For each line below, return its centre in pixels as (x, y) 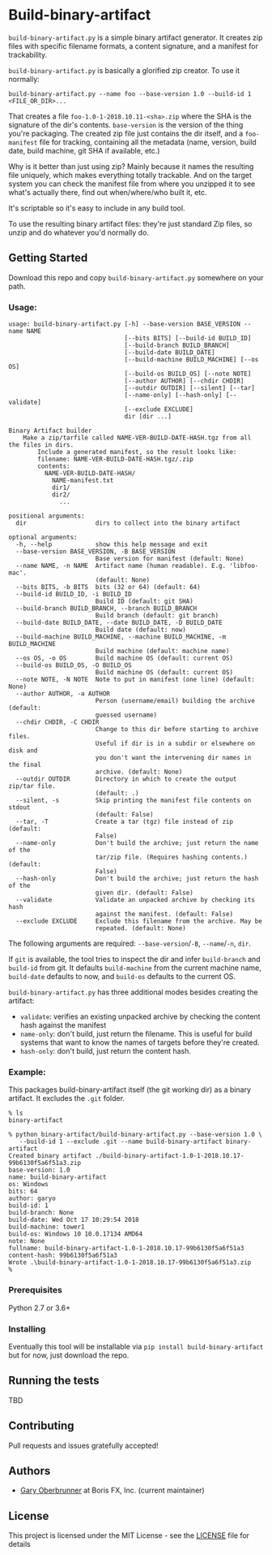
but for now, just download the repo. (69, 1355)
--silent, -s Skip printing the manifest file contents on (134, 801)
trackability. (28, 54)
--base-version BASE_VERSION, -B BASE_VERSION (96, 552)
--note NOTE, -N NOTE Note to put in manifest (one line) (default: (135, 680)
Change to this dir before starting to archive (177, 730)
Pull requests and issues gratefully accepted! (84, 1445)
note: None (27, 1241)
